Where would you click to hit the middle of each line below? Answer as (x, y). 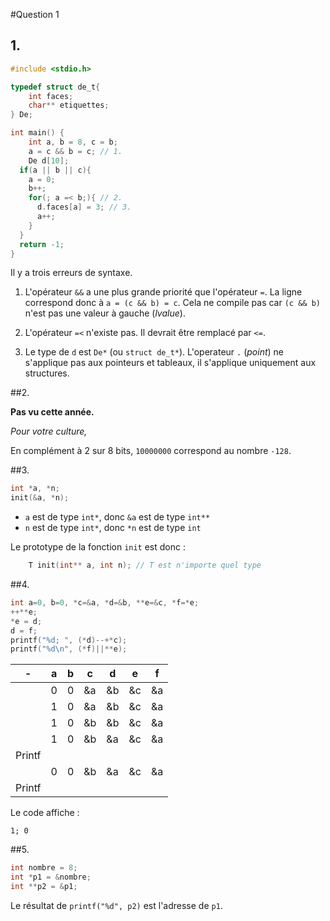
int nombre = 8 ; (44, 868)
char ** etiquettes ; (69, 105)
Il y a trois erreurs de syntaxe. (71, 273)
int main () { (37, 133)
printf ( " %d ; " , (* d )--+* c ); (69, 640)
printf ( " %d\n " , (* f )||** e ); (69, 649)
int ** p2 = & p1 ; (44, 887)
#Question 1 (35, 14)
